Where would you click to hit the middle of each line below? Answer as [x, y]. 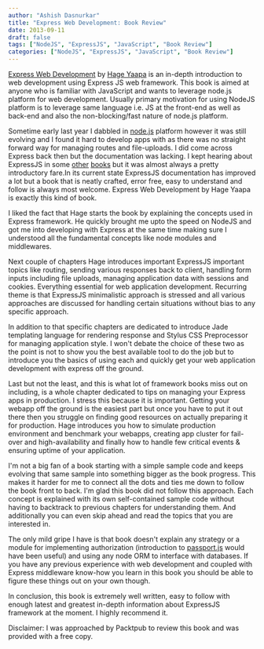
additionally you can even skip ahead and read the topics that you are [121, 516]
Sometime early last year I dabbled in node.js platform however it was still [127, 131]
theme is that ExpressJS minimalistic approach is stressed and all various [127, 295]
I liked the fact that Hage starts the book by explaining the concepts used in [130, 213]
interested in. [29, 524]
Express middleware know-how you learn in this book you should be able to [131, 572]
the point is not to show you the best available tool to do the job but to [121, 352]
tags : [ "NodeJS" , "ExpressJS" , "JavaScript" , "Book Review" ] [110, 45]
